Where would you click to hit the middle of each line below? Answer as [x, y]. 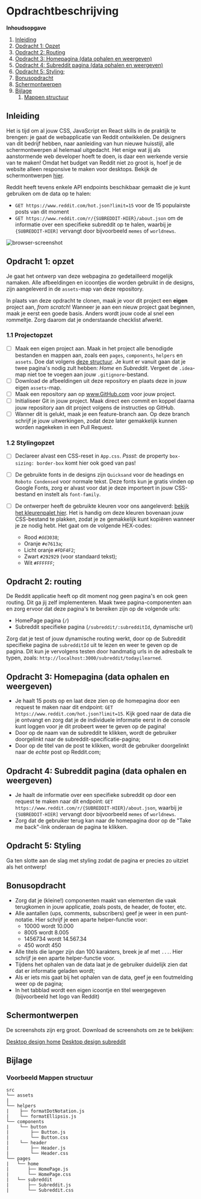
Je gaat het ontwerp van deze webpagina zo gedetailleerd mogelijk [90, 276]
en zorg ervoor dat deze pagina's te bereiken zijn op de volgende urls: [93, 609]
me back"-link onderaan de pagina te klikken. [71, 827]
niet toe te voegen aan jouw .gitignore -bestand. [88, 374]
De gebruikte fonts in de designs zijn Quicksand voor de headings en [100, 474]
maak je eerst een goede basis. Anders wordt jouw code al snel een [90, 313]
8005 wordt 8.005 [46, 932]
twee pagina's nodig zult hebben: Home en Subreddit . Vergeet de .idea [104, 368]
